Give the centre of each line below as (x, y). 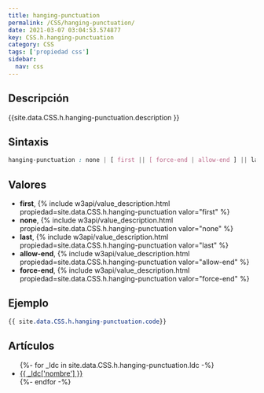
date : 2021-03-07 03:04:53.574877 (65, 30)
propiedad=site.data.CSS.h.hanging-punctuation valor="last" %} (124, 245)
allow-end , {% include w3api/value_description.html (104, 254)
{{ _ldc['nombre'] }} (51, 373)
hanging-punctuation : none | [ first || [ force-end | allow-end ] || (128, 160)
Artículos (31, 346)
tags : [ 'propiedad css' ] (49, 52)
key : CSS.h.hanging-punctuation (61, 37)
